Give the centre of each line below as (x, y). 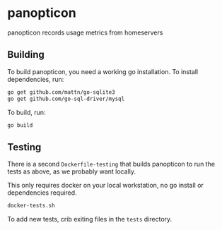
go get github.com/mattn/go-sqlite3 (61, 92)
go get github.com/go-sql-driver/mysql (66, 99)
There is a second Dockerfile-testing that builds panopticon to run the (111, 164)
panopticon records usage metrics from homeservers (85, 32)
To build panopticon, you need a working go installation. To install (103, 71)
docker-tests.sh (31, 206)
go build (20, 125)
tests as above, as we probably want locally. (72, 171)
